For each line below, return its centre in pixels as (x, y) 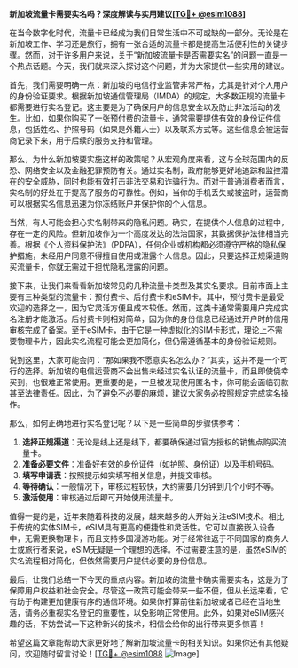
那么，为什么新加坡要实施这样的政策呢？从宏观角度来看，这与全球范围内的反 (149, 159)
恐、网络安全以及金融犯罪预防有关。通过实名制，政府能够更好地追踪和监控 (145, 170)
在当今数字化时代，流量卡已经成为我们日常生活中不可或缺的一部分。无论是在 (149, 33)
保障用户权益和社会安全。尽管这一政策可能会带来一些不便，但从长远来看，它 (149, 590)
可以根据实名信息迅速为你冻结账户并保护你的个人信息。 (110, 204)
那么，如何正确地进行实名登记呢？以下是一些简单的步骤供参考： (125, 423)
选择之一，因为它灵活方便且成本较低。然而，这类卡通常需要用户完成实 (161, 308)
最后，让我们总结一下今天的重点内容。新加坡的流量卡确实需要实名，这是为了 (149, 579)
